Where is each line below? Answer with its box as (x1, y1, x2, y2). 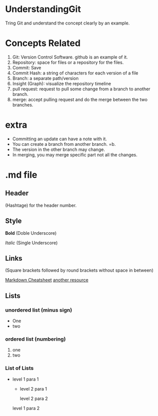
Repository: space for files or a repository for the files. (12, 59, 124, 65)
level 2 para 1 (19, 386, 47, 392)
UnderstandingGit (5, 3, 81, 15)
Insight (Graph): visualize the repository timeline (12, 80, 111, 86)
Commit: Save (12, 64, 41, 70)
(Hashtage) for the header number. (5, 202, 77, 208)
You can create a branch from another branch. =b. (12, 141, 116, 147)
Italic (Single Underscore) (5, 240, 58, 246)
